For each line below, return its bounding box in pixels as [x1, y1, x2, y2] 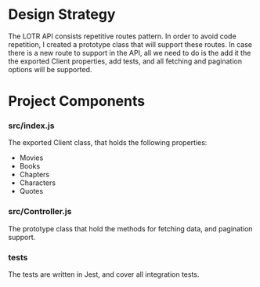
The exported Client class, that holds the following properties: [8, 138, 208, 147]
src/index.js [8, 120, 55, 131]
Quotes [19, 187, 44, 196]
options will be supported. [8, 64, 92, 74]
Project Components [8, 93, 146, 111]
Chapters [19, 170, 50, 180]
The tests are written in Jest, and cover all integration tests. [8, 270, 200, 279]
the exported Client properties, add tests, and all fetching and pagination [8, 56, 243, 66]
